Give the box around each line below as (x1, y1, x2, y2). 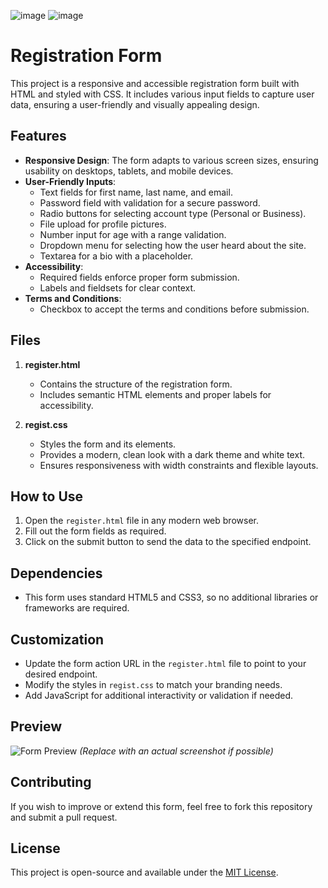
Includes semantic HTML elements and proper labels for (39, 388, 272, 400)
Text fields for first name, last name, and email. (39, 186, 233, 198)
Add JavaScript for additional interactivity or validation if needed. (24, 690, 294, 701)
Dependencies (10, 565, 103, 582)
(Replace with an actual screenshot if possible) (79, 745, 274, 757)
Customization (10, 631, 105, 648)
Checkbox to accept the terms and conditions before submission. (39, 303, 310, 315)
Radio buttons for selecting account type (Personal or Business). (39, 207, 307, 219)
